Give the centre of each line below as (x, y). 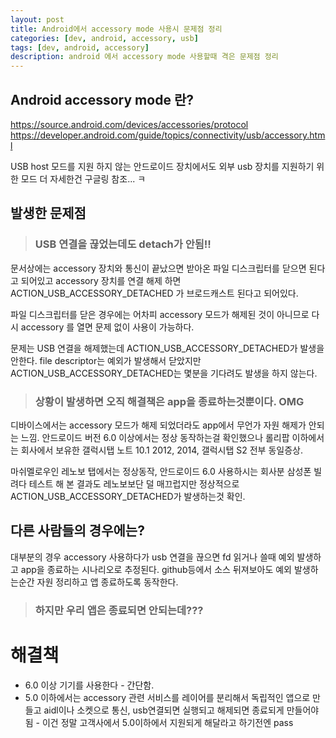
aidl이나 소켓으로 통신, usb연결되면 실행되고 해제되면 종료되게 (164, 710)
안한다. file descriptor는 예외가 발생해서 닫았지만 (106, 360)
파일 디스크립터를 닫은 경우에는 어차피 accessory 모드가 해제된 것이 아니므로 (160, 314)
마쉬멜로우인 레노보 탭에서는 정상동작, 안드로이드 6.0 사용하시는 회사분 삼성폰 (161, 471)
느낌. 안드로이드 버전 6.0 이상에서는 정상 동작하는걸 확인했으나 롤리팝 (155, 437)
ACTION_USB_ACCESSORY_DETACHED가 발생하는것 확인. (128, 496)
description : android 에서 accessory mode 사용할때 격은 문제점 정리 (144, 57)
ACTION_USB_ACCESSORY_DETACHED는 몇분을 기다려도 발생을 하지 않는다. (164, 373)
